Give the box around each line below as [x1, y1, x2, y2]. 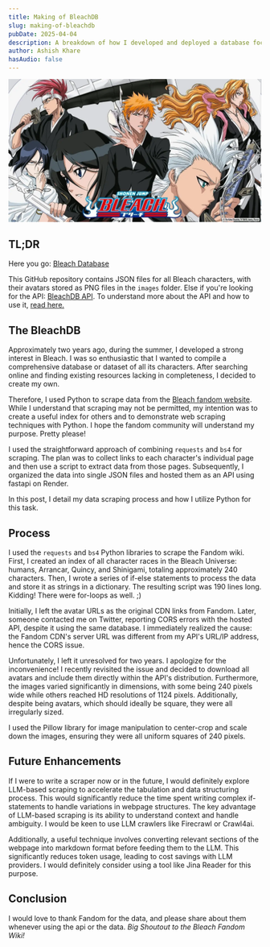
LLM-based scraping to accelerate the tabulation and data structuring [8, 784, 239, 794]
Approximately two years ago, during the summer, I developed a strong [8, 345, 243, 354]
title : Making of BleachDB [8, 13, 99, 21]
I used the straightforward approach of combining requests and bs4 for [8, 445, 243, 454]
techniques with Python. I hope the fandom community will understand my [8, 420, 255, 430]
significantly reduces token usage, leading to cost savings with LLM [8, 851, 233, 861]
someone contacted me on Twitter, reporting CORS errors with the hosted [8, 614, 253, 624]
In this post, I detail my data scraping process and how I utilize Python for [8, 494, 252, 504]
